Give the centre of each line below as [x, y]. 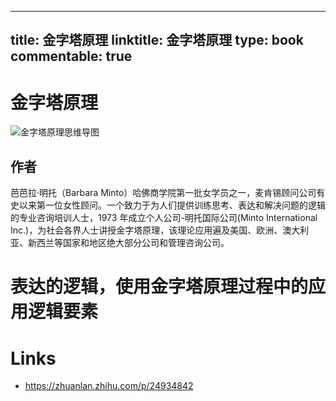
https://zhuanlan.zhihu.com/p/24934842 [109, 386]
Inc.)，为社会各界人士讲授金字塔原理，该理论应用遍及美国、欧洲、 [146, 230]
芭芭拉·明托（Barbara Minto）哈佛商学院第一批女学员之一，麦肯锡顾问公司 [163, 193]
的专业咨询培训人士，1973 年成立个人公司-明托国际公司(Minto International [164, 218]
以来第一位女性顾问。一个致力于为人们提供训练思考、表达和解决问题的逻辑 [172, 205]
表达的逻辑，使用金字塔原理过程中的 [159, 287]
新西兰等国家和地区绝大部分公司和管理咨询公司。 [128, 243]
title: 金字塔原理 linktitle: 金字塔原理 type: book [157, 40]
